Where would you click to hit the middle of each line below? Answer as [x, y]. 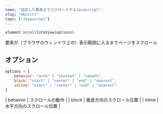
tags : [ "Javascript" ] [28, 19]
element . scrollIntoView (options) [40, 33]
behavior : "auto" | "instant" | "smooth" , [59, 76]
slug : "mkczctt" [22, 14]
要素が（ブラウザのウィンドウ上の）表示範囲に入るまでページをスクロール [81, 43]
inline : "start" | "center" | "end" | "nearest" [65, 85]
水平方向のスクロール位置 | [33, 106]
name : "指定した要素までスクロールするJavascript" [53, 10]
